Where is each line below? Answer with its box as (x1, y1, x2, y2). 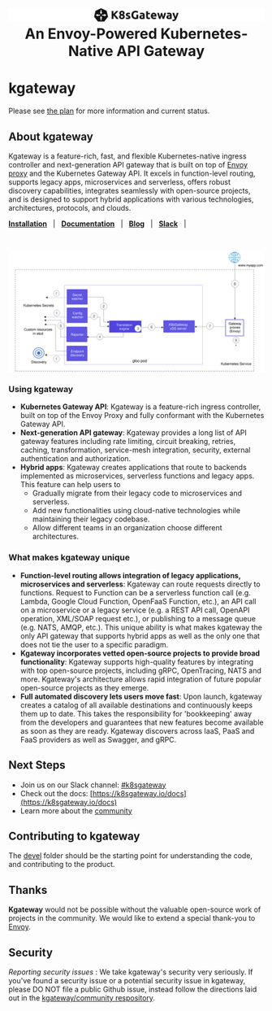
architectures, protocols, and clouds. (8, 203, 132, 212)
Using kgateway (8, 384, 74, 395)
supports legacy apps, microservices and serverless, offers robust (8, 176, 231, 186)
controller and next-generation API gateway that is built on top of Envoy (8, 159, 248, 169)
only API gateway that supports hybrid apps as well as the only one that (19, 630, 261, 641)
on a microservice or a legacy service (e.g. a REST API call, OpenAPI (19, 605, 250, 615)
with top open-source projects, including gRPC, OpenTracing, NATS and (19, 665, 262, 675)
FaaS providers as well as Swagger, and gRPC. (19, 734, 177, 744)
